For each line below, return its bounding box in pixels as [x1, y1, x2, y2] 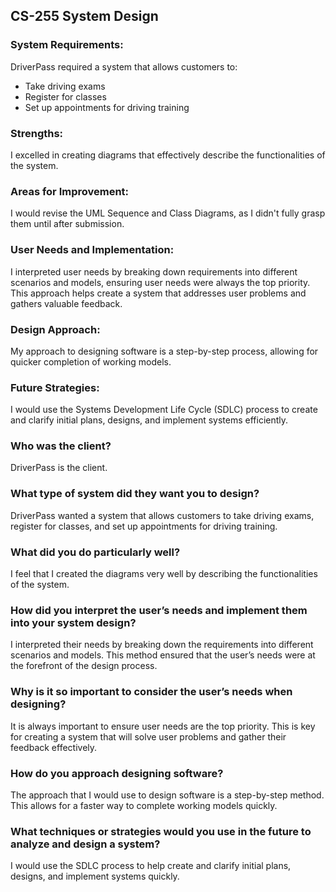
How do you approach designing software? [10, 766, 224, 780]
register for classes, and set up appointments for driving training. [10, 520, 278, 532]
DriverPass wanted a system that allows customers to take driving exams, [10, 509, 315, 521]
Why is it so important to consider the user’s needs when [10, 685, 293, 699]
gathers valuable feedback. [10, 297, 123, 309]
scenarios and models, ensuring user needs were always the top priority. [10, 276, 311, 288]
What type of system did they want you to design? [10, 487, 260, 501]
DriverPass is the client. [10, 462, 108, 474]
